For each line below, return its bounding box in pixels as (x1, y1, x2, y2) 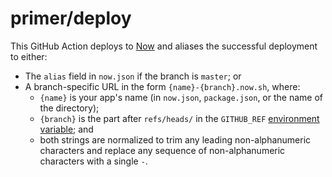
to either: (10, 50, 48, 62)
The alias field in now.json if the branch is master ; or (24, 70, 242, 82)
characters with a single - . (39, 155, 148, 167)
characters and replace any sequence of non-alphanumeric (39, 144, 286, 156)
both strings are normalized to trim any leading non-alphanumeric (39, 133, 312, 146)
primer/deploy (10, 7, 132, 30)
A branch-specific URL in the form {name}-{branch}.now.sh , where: (24, 80, 301, 92)
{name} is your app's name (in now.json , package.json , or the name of (39, 91, 323, 103)
